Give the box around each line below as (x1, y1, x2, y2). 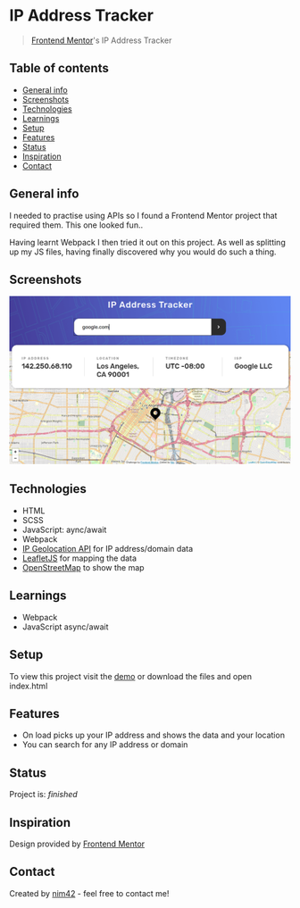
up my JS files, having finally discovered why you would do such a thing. (9, 246, 277, 257)
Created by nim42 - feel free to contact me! (9, 887, 170, 898)
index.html (9, 680, 48, 691)
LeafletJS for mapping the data (21, 553, 137, 563)
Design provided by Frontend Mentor (9, 838, 146, 849)
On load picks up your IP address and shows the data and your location (21, 729, 286, 741)
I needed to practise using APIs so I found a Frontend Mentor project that (9, 210, 278, 221)
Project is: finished (9, 789, 78, 800)
